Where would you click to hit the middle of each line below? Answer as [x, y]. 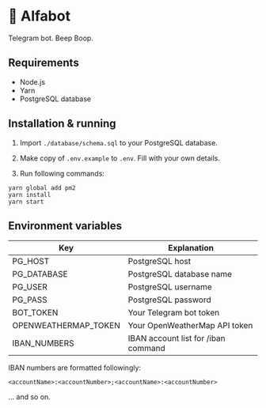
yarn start [26, 202]
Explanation [191, 248]
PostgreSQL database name [180, 274]
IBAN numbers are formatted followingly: [74, 368]
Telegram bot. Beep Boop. [51, 38]
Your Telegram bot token [174, 313]
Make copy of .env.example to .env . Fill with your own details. [120, 158]
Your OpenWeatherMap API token [190, 326]
